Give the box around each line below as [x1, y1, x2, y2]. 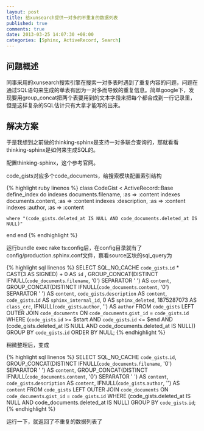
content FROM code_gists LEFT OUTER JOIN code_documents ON [6, 385, 169, 393]
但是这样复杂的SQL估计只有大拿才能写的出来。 [6, 101, 124, 109]
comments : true [6, 26, 45, 32]
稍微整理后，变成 [6, 341, 49, 348]
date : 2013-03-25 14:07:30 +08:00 [6, 32, 94, 38]
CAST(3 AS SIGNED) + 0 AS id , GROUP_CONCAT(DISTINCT [6, 270, 158, 277]
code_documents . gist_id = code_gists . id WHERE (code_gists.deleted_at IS [6, 392, 191, 399]
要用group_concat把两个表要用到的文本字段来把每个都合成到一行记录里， [11, 94, 196, 101]
